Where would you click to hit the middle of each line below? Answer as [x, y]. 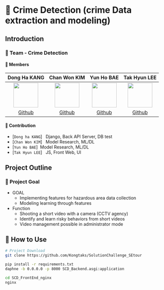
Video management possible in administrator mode [71, 224]
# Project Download [25, 251]
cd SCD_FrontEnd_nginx [28, 278]
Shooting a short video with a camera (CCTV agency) [74, 214]
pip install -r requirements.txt [39, 264]
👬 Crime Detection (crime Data [68, 10]
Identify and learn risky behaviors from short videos [72, 218]
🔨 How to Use [26, 239]
